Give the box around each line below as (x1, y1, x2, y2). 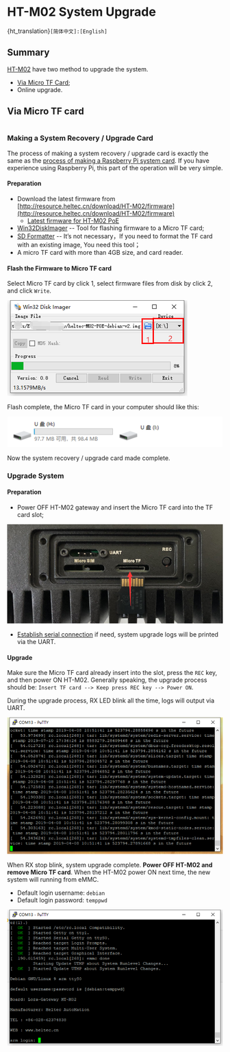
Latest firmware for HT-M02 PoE (27, 217, 120, 225)
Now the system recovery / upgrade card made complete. (7, 454, 170, 462)
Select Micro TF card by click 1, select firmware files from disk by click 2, (7, 279, 214, 288)
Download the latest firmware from (16, 195, 116, 203)
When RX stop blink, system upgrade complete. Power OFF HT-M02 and (7, 860, 213, 869)
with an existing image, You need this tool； (16, 241, 141, 249)
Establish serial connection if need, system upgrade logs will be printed (16, 630, 219, 639)
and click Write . (7, 286, 51, 295)
